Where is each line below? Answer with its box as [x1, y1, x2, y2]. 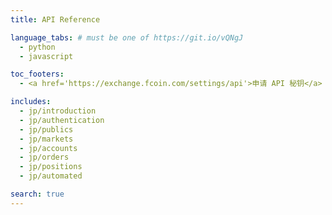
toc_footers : [10, 69, 65, 80]
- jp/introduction [19, 106, 97, 116]
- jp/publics [19, 124, 74, 135]
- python [19, 42, 56, 52]
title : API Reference [10, 14, 101, 25]
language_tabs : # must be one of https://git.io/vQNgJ [10, 32, 244, 43]
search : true [10, 189, 65, 199]
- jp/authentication [19, 115, 105, 125]
